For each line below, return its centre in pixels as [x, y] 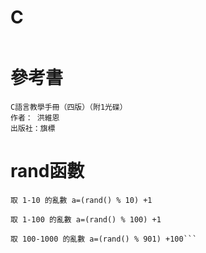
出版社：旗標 [33, 128]
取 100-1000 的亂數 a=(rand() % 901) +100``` [104, 239]
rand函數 [47, 171]
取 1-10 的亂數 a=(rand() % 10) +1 [81, 200]
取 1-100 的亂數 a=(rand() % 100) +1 [86, 219]
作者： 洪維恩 [35, 117]
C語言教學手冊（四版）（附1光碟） [69, 107]
